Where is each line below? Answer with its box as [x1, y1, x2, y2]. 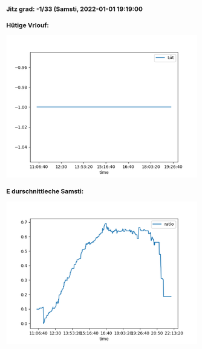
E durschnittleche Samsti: [6, 187, 84, 196]
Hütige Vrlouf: [6, 21, 50, 29]
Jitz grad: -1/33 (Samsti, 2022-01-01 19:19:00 [6, 5, 143, 13]
